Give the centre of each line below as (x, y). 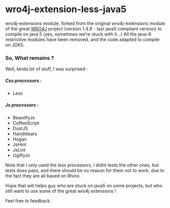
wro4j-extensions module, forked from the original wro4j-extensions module (85, 23)
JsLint (19, 150)
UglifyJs (21, 155)
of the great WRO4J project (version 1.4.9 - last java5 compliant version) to (84, 28)
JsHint (19, 145)
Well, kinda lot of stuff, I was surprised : (46, 69)
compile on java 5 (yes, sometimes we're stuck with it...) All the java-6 (78, 34)
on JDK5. (15, 45)
